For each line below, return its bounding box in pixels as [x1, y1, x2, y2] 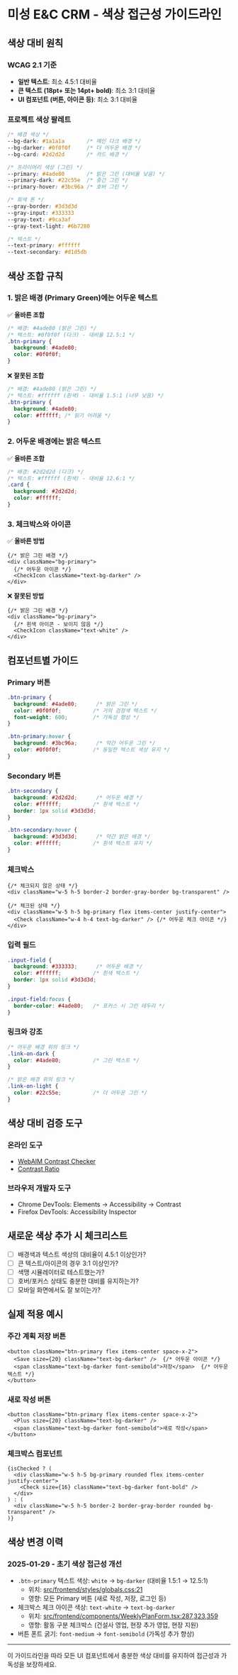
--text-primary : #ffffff [7, 242, 81, 249]
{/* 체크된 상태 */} [7, 902, 61, 910]
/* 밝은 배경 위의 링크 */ [7, 1076, 75, 1084]
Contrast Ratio [17, 1164, 60, 1173]
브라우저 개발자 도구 [7, 1184, 72, 1193]
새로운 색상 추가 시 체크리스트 [7, 1230, 128, 1242]
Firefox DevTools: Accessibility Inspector [17, 1207, 137, 1216]
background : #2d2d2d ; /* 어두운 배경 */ [13, 794, 143, 801]
